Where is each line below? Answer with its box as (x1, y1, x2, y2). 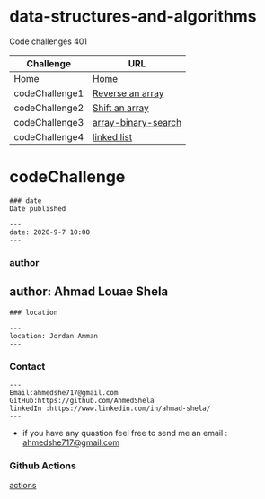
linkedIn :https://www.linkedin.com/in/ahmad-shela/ (9, 404, 211, 413)
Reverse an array (93, 87, 164, 100)
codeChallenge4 (13, 130, 84, 143)
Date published (9, 204, 66, 213)
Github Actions (9, 460, 76, 472)
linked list (93, 130, 133, 143)
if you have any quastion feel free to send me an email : (22, 427, 228, 438)
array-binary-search (93, 116, 182, 128)
